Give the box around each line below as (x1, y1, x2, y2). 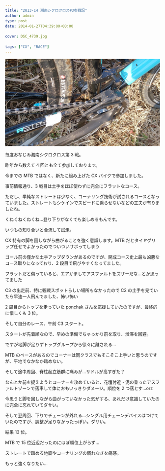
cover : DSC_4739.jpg (5, 34, 48, 39)
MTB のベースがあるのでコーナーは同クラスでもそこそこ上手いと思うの (5, 352, 149, 358)
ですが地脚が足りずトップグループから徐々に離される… (5, 341, 116, 347)
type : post (5, 18, 27, 23)
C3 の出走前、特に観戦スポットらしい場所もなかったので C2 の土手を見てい (5, 287, 158, 293)
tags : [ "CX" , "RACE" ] (5, 44, 50, 49)
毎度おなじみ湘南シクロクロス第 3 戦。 (5, 151, 83, 157)
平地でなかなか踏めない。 (13, 358, 65, 364)
